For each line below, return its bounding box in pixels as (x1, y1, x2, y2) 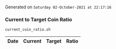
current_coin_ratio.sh (5, 27, 51, 32)
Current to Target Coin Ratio (5, 16, 72, 23)
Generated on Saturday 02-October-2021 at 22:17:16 (5, 4, 112, 10)
